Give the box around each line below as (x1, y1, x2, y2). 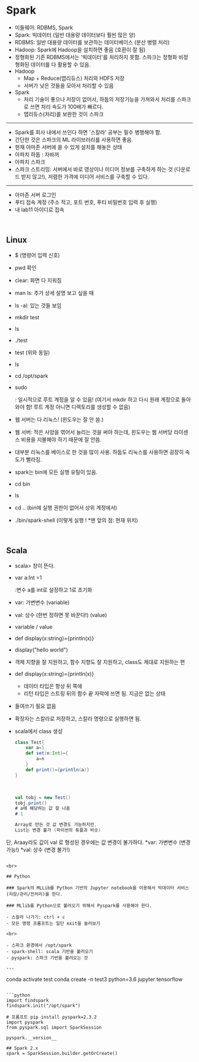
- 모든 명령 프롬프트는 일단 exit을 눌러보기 (6, 920, 101, 926)
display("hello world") (14, 646, 68, 653)
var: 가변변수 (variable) (14, 599, 70, 606)
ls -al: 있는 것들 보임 (14, 301, 62, 309)
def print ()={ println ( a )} (25, 766, 90, 773)
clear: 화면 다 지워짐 (14, 277, 62, 284)
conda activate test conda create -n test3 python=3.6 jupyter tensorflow (6, 976, 183, 983)
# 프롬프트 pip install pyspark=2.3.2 (6, 1014, 97, 1020)
